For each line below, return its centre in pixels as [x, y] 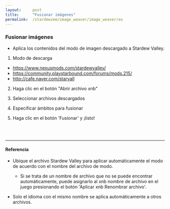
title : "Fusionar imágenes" [40, 15]
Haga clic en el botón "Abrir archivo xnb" [55, 88]
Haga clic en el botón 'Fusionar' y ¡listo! [54, 118]
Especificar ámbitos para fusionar [48, 108]
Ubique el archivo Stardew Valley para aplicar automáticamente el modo [88, 161]
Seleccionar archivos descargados [49, 98]
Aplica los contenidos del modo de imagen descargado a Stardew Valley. [89, 48]
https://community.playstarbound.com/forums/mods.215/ [72, 73]
